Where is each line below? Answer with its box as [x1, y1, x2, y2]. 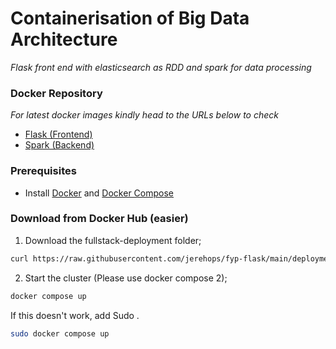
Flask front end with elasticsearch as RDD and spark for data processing [10, 61, 312, 73]
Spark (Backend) [24, 139, 95, 151]
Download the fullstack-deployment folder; [24, 234, 202, 246]
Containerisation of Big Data [10, 7, 250, 30]
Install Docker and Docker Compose [24, 187, 174, 199]
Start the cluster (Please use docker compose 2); [24, 272, 228, 284]
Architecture [10, 28, 118, 51]
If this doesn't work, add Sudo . [10, 309, 140, 321]
